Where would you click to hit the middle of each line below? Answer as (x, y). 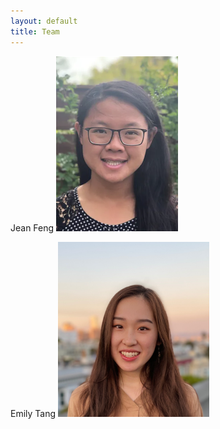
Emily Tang (33, 413)
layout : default (44, 21)
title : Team (35, 31)
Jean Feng (32, 227)
